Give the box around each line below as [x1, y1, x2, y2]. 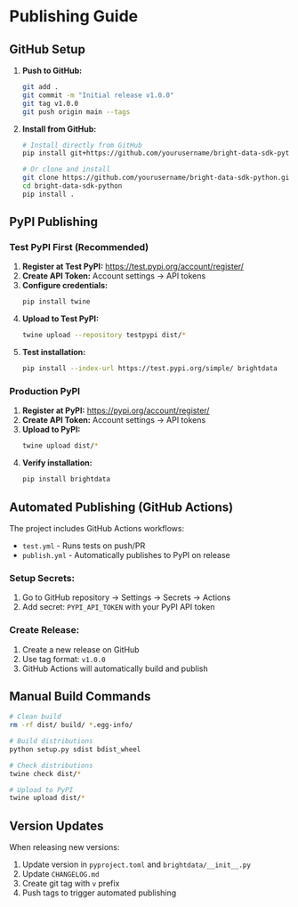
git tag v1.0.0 [21, 99, 79, 108]
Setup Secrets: [9, 571, 76, 584]
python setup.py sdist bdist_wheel [9, 745, 141, 754]
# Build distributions [9, 737, 93, 746]
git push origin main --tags [21, 107, 131, 117]
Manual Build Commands [9, 688, 151, 704]
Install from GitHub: [21, 123, 97, 134]
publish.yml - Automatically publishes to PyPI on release [21, 549, 230, 560]
